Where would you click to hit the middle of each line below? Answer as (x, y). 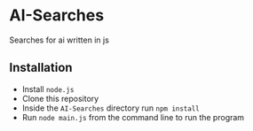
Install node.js (48, 89)
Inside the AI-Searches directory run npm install (111, 108)
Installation (41, 68)
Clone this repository (60, 98)
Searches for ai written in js (59, 40)
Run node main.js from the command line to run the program (133, 117)
